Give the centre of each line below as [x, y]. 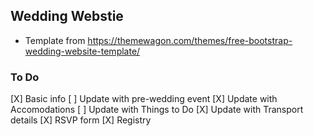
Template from [55, 40]
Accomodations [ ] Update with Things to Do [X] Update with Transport [157, 110]
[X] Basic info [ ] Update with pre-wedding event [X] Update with [144, 99]
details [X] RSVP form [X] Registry [81, 120]
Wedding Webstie [67, 16]
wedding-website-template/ [82, 51]
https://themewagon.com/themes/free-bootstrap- [190, 40]
